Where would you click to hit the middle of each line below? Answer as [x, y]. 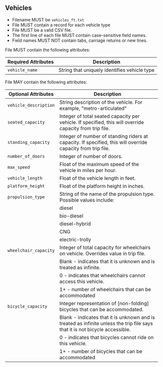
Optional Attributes [31, 94]
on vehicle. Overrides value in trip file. [102, 253]
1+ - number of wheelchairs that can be [105, 289]
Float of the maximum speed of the [99, 164]
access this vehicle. [82, 281]
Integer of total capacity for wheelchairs [105, 247]
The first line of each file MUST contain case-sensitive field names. [79, 35]
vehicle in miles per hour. [88, 170]
